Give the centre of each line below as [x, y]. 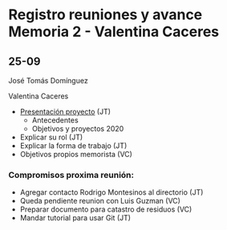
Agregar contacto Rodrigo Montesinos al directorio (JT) [111, 192]
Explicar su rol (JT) [51, 137]
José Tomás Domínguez [48, 81]
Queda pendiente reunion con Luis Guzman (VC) [100, 201]
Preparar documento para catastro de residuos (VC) [106, 209]
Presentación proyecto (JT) [65, 111]
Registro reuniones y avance [105, 15]
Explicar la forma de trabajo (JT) [73, 145]
